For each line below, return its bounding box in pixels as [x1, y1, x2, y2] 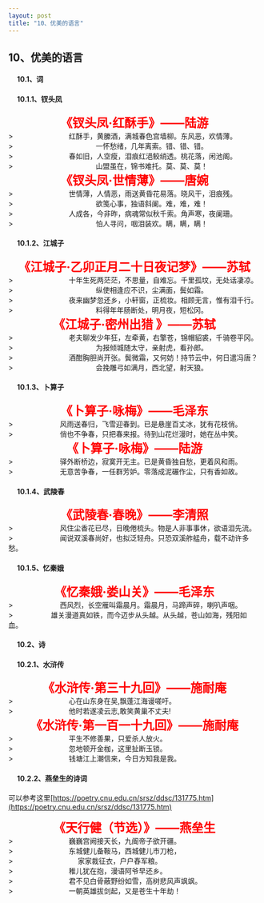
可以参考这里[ [8, 793, 54, 802]
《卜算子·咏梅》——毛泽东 [59, 403, 209, 419]
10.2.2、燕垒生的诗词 [17, 773, 88, 783]
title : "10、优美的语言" [8, 19, 84, 27]
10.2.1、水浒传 [17, 659, 65, 669]
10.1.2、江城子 [17, 238, 65, 248]
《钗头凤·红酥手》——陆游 [59, 115, 209, 130]
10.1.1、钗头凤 [17, 94, 62, 104]
